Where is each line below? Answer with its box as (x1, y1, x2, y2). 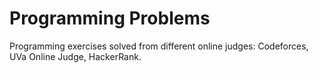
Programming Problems (9, 7, 211, 30)
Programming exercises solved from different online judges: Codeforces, (9, 40, 309, 52)
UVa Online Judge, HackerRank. (9, 50, 142, 62)
